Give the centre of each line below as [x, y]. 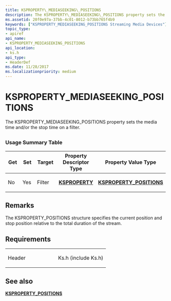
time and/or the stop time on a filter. [43, 127]
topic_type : [18, 29]
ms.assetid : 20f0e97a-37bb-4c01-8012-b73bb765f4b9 [60, 19]
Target [45, 162]
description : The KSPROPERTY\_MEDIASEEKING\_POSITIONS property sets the [85, 15]
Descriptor [76, 162]
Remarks [20, 205]
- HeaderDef [18, 62]
